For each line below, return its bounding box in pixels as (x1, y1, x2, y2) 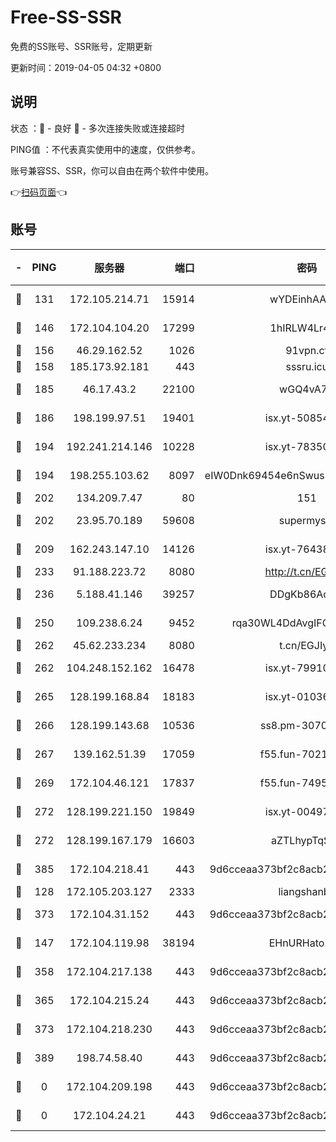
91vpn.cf (285, 343, 329, 357)
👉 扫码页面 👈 (10, 186, 68, 198)
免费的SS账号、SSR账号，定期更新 (10, 40, 153, 52)
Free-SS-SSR (10, 6, 122, 29)
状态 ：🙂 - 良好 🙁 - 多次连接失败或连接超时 (10, 122, 185, 134)
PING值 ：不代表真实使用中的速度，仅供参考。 (10, 143, 201, 155)
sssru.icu (285, 359, 329, 373)
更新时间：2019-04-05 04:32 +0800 (10, 61, 162, 73)
